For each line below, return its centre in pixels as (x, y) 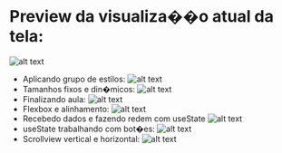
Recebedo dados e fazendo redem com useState (114, 119)
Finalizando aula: (54, 99)
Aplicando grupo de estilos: (74, 79)
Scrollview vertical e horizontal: (81, 139)
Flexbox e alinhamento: (66, 109)
